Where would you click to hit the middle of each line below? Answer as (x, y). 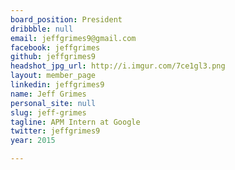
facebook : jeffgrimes (55, 47)
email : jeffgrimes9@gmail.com (73, 38)
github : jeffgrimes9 (53, 57)
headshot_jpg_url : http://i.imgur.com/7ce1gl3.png (118, 66)
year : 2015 (33, 141)
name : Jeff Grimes (48, 94)
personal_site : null (53, 103)
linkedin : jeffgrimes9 (57, 85)
